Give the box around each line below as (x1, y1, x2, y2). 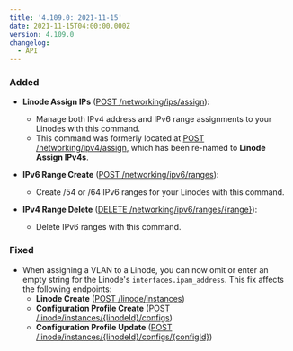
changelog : (9, 38, 50, 48)
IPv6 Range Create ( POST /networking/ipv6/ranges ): (22, 170, 219, 180)
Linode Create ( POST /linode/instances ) (35, 293, 186, 303)
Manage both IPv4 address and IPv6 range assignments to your (35, 114, 272, 125)
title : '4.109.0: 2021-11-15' (9, 13, 123, 22)
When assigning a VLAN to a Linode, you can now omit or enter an (22, 264, 269, 275)
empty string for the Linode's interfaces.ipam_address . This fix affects (22, 274, 285, 285)
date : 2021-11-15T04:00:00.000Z (9, 22, 130, 31)
